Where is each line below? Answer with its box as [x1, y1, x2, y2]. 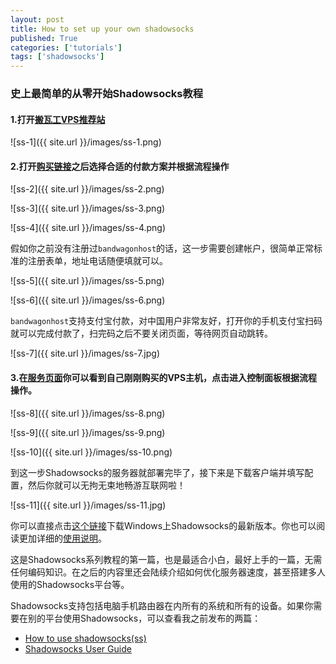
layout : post [10, 14, 65, 25]
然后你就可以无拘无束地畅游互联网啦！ [27, 479, 186, 491]
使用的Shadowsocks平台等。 [10, 578, 130, 590]
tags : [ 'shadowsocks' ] [10, 52, 105, 62]
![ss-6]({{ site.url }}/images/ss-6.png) [10, 294, 166, 306]
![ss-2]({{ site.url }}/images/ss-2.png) [10, 183, 165, 195]
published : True [10, 33, 78, 43]
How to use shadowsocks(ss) [24, 632, 147, 644]
